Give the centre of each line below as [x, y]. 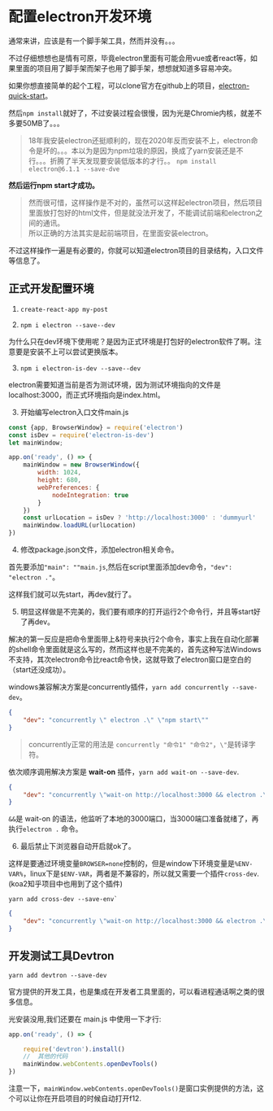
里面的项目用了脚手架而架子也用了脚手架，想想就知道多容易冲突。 [126, 68]
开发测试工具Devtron [61, 956]
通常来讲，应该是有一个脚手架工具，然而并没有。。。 [94, 41]
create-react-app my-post [64, 309]
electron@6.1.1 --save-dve [74, 169]
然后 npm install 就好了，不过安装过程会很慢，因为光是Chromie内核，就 [128, 113]
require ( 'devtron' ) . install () [74, 1049]
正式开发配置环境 [51, 289]
